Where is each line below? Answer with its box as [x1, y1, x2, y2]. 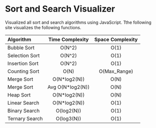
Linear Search [7, 99, 40, 106]
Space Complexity [94, 36, 138, 43]
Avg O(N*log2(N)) [47, 83, 90, 90]
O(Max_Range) [99, 68, 134, 75]
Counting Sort [7, 68, 40, 75]
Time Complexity [48, 36, 89, 43]
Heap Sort [7, 91, 31, 98]
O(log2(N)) [55, 107, 82, 114]
